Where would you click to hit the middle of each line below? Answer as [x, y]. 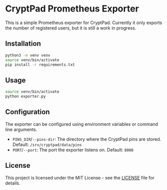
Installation [23, 44]
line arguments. [21, 129]
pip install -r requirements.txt [40, 65]
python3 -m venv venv [28, 55]
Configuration [28, 112]
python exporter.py [26, 97]
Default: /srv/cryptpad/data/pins [47, 144]
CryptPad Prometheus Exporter [72, 9]
